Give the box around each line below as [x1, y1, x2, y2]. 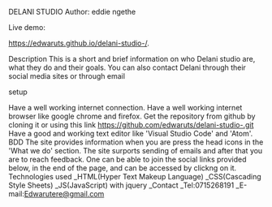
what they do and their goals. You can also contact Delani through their [8, 63, 246, 72]
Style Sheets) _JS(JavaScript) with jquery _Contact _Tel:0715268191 [8, 180, 235, 190]
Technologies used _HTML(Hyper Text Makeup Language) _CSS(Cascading [8, 172, 261, 181]
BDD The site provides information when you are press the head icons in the [8, 137, 264, 147]
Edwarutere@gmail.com [24, 189, 105, 198]
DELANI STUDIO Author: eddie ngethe [8, 7, 136, 16]
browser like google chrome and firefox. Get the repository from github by [8, 111, 256, 121]
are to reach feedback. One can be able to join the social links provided [8, 154, 247, 164]
